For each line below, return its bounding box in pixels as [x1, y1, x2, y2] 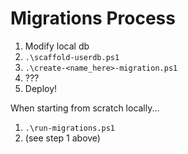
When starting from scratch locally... [10, 102, 160, 114]
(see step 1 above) [24, 132, 101, 144]
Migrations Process [10, 7, 176, 30]
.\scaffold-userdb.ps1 [24, 52, 120, 62]
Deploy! [24, 82, 58, 94]
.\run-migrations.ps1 [24, 123, 115, 133]
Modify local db [24, 40, 90, 52]
